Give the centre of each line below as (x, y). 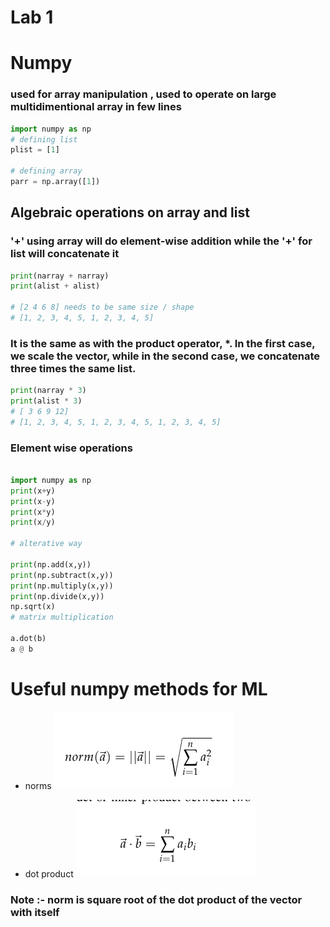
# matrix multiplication (62, 617)
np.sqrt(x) (33, 607)
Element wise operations (71, 448)
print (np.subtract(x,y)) (62, 575)
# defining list (44, 139)
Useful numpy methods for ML (139, 689)
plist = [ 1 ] (35, 150)
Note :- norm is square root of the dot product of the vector (156, 899)
